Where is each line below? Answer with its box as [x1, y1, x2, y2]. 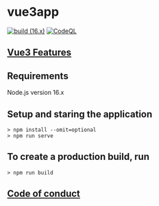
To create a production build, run [7, 151, 149, 163]
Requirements [7, 70, 69, 82]
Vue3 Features [7, 47, 72, 58]
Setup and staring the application [7, 108, 153, 120]
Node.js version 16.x [7, 89, 64, 97]
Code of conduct [7, 188, 81, 200]
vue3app [7, 4, 60, 20]
